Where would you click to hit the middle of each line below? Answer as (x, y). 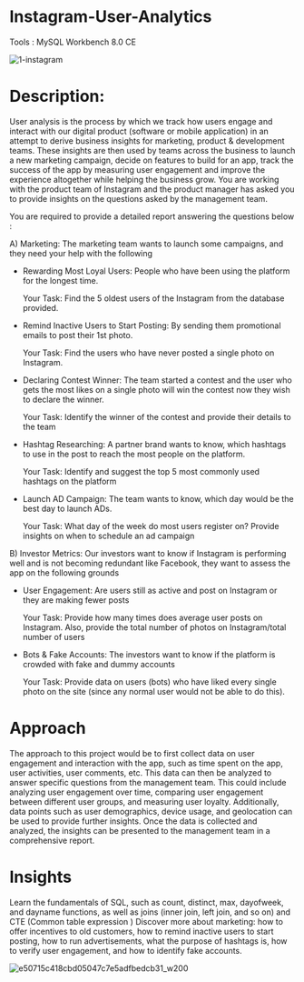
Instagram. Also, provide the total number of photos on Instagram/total (154, 627)
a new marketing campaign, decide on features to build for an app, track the (152, 160)
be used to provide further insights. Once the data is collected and (133, 821)
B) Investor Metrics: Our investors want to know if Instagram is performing (148, 553)
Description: (57, 96)
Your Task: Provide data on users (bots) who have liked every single (149, 681)
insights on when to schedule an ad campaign (108, 536)
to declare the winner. (63, 399)
